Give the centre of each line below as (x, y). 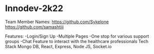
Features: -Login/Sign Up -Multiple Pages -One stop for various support (77, 36)
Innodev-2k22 (34, 8)
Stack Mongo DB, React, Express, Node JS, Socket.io (58, 46)
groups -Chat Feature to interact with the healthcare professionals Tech (77, 41)
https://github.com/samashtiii (34, 27)
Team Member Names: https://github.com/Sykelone (57, 22)
